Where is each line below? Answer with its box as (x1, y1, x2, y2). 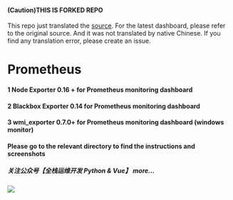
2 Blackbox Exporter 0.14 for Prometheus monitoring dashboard (7, 102, 201, 110)
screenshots (7, 149, 46, 158)
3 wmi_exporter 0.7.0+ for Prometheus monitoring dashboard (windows (7, 118, 224, 127)
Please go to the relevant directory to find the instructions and (7, 142, 195, 150)
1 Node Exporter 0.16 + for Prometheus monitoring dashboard (7, 85, 193, 94)
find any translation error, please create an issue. (7, 36, 151, 46)
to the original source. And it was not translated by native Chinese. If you (7, 29, 221, 38)
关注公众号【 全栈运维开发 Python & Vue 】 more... (7, 167, 155, 175)
